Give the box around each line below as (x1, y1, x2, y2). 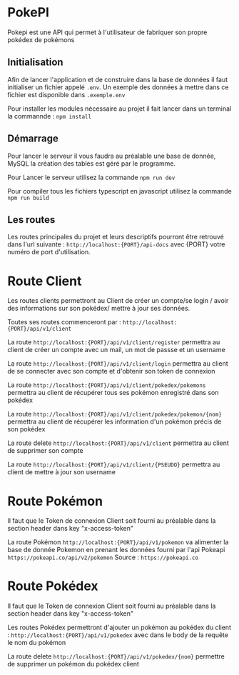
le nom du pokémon (7, 639, 66, 647)
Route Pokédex (7, 578, 98, 594)
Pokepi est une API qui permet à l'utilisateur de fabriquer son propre (7, 28, 208, 36)
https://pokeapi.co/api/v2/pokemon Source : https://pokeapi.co (7, 553, 198, 561)
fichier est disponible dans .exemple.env (7, 90, 126, 99)
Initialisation (7, 56, 63, 69)
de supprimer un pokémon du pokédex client (7, 660, 139, 669)
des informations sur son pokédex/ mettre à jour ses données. (7, 304, 190, 313)
